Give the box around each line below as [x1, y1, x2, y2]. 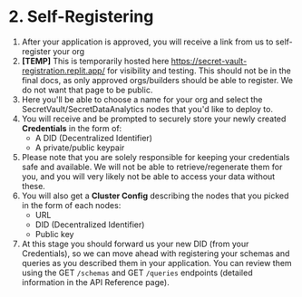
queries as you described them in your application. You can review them [21, 257, 292, 268]
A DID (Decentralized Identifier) [34, 132, 153, 143]
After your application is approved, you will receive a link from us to [21, 36, 274, 47]
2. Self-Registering [8, 6, 154, 27]
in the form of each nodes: [21, 199, 122, 210]
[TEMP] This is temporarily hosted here [21, 55, 170, 66]
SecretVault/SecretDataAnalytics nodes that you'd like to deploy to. [21, 103, 274, 114]
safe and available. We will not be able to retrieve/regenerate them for [21, 161, 283, 172]
